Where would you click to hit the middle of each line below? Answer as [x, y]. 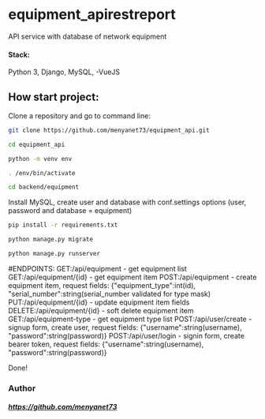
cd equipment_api [37, 144]
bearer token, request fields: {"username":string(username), [106, 344]
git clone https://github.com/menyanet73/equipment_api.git [109, 130]
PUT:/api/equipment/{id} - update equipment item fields [99, 302]
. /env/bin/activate [42, 173]
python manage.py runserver [54, 254]
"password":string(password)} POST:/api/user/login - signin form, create [126, 335]
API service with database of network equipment [88, 36]
